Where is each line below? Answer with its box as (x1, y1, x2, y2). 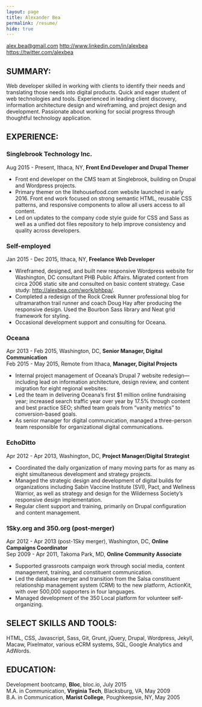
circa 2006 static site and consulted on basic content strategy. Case (14, 280, 185, 288)
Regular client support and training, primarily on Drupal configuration (14, 502, 186, 509)
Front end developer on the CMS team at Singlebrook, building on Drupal (14, 175, 196, 182)
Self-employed (6, 242, 51, 250)
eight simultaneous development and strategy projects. (14, 470, 153, 477)
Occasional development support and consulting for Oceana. (14, 318, 167, 326)
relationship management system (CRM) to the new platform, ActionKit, (14, 581, 192, 589)
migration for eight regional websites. (14, 385, 108, 392)
